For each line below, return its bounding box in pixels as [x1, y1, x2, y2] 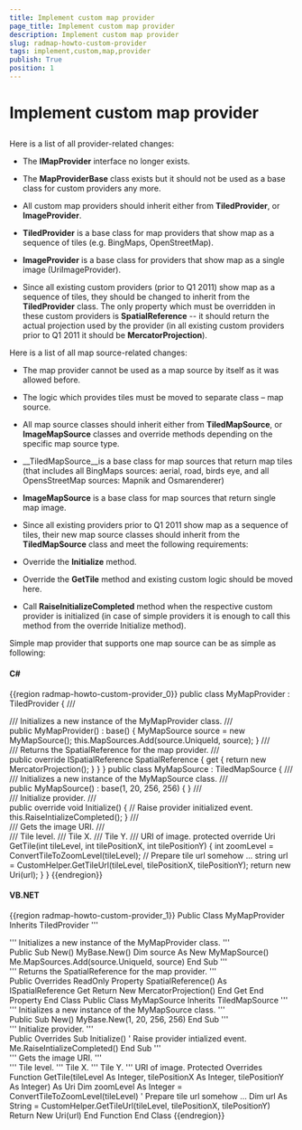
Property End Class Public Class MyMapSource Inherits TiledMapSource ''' [9, 994, 288, 1005]
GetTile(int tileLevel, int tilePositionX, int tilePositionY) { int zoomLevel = [9, 840, 275, 851]
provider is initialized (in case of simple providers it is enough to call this [22, 611, 291, 622]
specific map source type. [22, 438, 120, 449]
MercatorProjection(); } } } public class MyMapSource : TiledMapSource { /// [9, 763, 293, 774]
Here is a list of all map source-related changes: [9, 347, 188, 358]
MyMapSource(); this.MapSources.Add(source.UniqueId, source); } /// [9, 734, 270, 746]
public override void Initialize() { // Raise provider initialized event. [9, 802, 253, 813]
